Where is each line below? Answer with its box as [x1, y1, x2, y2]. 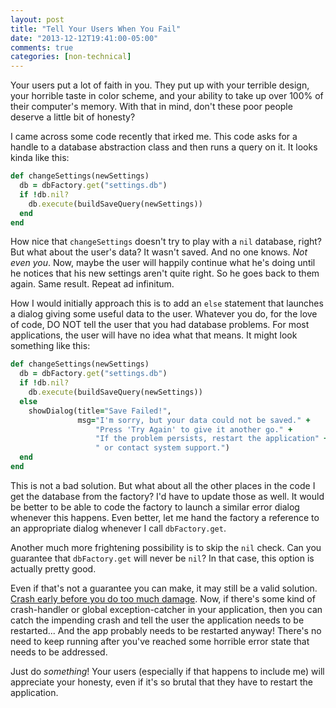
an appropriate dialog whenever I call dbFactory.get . [10, 522, 227, 534]
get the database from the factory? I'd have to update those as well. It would [10, 490, 325, 502]
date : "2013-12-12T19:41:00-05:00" [10, 33, 159, 43]
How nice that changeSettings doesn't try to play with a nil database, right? [10, 236, 322, 248]
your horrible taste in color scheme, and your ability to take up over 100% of [10, 90, 324, 102]
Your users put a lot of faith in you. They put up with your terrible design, [10, 79, 310, 91]
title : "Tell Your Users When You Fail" [10, 24, 182, 34]
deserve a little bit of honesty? [10, 111, 136, 123]
